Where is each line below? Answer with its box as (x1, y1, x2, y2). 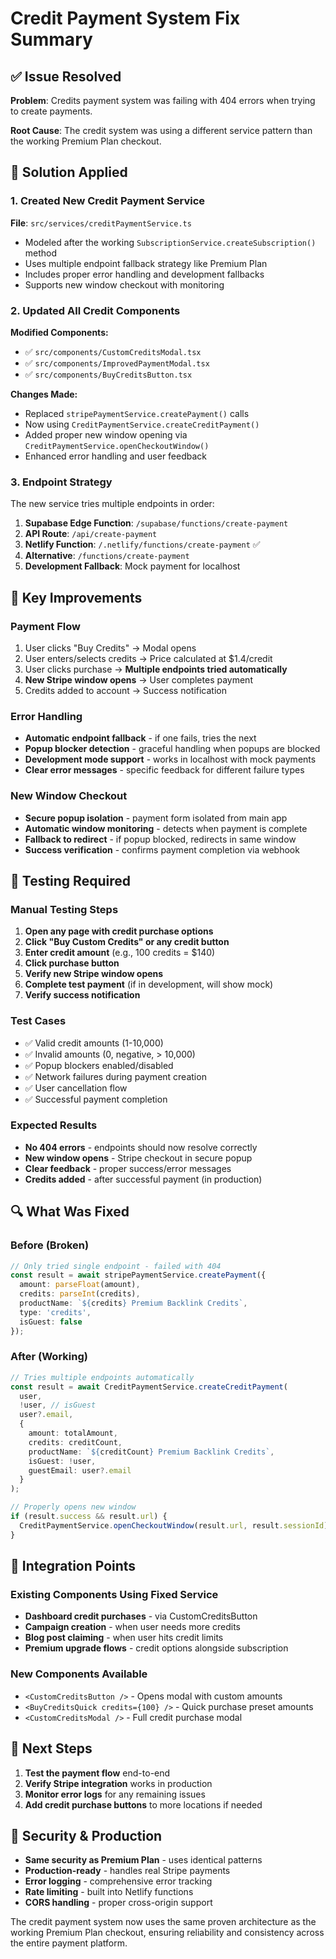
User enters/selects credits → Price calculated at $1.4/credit (24, 652, 273, 664)
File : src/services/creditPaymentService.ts (10, 217, 192, 229)
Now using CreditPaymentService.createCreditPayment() (24, 418, 260, 430)
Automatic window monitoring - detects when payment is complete (24, 822, 308, 834)
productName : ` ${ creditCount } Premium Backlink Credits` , (28, 1447, 275, 1457)
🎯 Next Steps (10, 1740, 93, 1757)
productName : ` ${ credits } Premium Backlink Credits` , (19, 1298, 248, 1309)
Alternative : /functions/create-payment (24, 550, 190, 562)
